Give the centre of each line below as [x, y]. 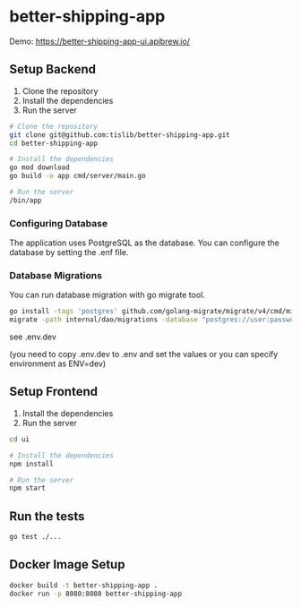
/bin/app [26, 200]
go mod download [39, 167]
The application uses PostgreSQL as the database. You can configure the [145, 243]
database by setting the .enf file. [69, 252]
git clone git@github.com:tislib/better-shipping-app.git [120, 135]
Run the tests [47, 516]
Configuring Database [59, 223]
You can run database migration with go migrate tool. [107, 295]
